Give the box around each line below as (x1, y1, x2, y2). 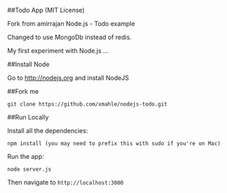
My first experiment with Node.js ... (7, 47, 109, 55)
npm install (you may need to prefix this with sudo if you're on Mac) (7, 140, 221, 147)
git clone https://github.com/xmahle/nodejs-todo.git (7, 101, 168, 108)
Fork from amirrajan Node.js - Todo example (7, 20, 135, 27)
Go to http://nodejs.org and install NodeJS (7, 73, 130, 82)
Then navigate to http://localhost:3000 (7, 178, 124, 186)
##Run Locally (7, 113, 49, 121)
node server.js (7, 166, 52, 173)
